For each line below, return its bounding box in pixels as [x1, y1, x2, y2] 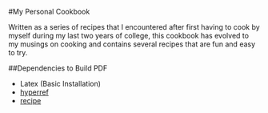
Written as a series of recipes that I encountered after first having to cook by [8, 22, 260, 31]
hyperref [19, 87, 50, 97]
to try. [8, 48, 28, 57]
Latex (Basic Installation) [19, 79, 102, 88]
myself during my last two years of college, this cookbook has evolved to [8, 31, 250, 40]
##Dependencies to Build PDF [8, 63, 108, 73]
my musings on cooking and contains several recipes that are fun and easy [8, 39, 256, 49]
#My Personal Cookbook [8, 7, 90, 16]
